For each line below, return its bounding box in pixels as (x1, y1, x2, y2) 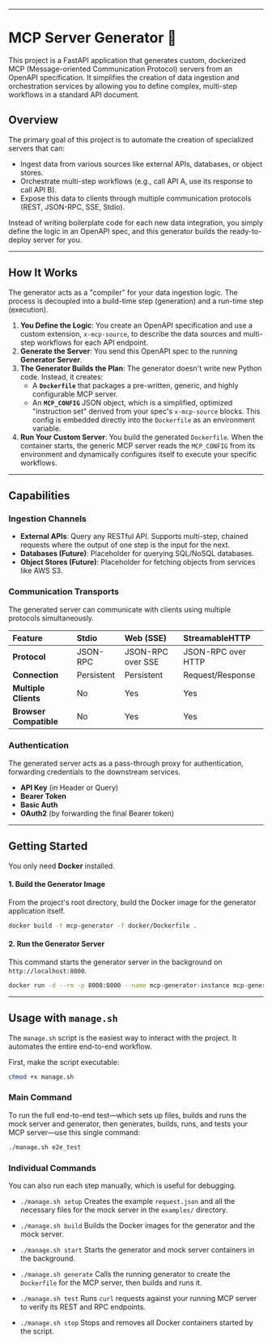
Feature (12, 632, 43, 643)
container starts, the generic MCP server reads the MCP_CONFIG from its (19, 440, 256, 450)
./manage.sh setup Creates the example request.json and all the (19, 1196, 236, 1206)
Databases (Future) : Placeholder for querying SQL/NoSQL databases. (19, 549, 255, 558)
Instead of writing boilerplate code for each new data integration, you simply (8, 218, 263, 227)
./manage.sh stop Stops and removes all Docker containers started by (19, 1317, 253, 1327)
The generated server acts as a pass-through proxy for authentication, (8, 758, 244, 768)
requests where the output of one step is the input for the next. (19, 540, 231, 550)
